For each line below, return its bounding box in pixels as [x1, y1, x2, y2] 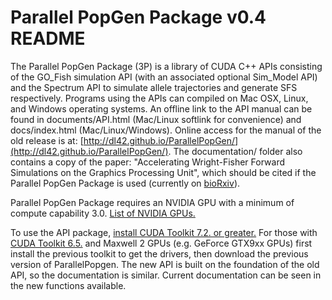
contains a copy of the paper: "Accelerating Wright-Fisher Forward [10, 156, 285, 168]
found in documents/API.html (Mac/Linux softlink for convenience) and [10, 113, 302, 125]
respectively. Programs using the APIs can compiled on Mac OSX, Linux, [10, 92, 309, 104]
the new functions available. [10, 279, 127, 291]
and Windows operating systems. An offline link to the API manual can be [10, 102, 313, 115]
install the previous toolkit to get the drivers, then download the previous [10, 247, 309, 260]
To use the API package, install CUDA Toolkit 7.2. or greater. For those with [10, 226, 318, 238]
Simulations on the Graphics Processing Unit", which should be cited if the [10, 166, 317, 178]
